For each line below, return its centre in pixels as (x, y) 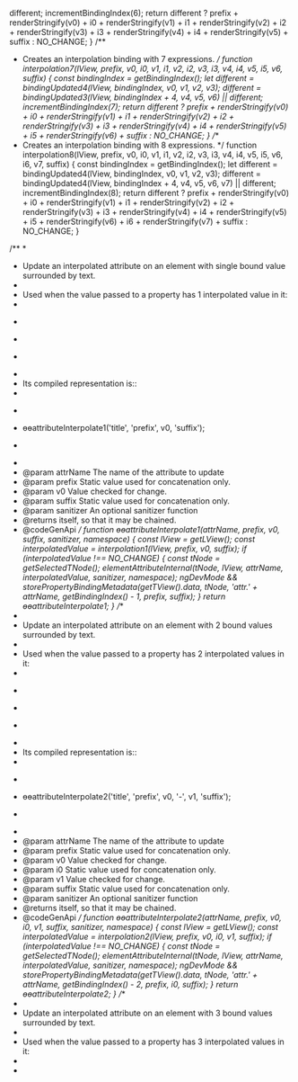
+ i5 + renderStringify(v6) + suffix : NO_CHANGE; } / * (121, 135)
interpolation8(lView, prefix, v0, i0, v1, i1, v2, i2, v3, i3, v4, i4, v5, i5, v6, (153, 155)
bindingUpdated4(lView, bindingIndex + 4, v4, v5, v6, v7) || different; (149, 183)
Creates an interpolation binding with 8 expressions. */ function (140, 145)
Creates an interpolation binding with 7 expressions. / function (137, 59)
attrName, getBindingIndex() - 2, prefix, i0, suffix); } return (130, 984)
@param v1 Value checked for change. (94, 879)
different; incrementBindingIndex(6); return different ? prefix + (124, 13)
